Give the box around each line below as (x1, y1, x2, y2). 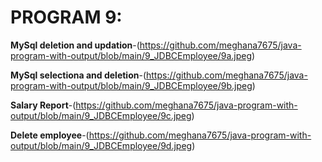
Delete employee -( (10, 129, 90, 141)
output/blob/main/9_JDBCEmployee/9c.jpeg (10, 109, 192, 121)
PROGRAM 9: (10, 6, 123, 29)
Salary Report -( (10, 99, 77, 111)
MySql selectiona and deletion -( (10, 69, 147, 81)
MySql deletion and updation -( (10, 39, 140, 51)
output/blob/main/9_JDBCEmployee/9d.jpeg (10, 139, 193, 151)
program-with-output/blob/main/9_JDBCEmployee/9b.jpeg (10, 79, 253, 91)
